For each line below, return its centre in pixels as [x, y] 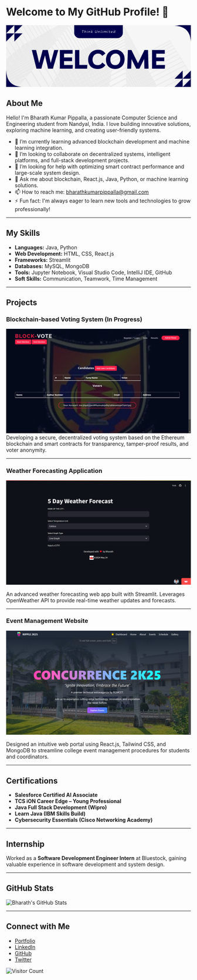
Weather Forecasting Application [54, 471]
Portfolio [25, 941]
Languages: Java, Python [46, 247]
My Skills [23, 233]
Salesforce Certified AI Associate [56, 795]
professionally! [33, 209]
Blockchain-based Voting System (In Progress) [74, 319]
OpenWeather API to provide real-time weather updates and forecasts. [91, 600]
